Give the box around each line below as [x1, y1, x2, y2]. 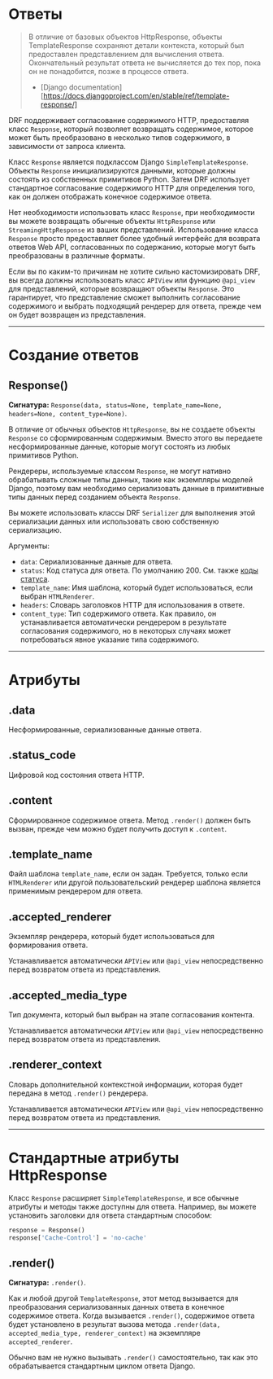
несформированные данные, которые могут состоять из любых [8, 441, 231, 451]
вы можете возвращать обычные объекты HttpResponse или [8, 216, 215, 226]
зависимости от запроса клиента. [8, 141, 126, 151]
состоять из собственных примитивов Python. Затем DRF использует [8, 174, 250, 184]
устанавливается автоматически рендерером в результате [19, 617, 227, 627]
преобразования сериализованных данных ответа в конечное [8, 1302, 225, 1312]
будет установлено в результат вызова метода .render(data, [8, 1320, 221, 1329]
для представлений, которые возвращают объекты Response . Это [8, 283, 235, 293]
